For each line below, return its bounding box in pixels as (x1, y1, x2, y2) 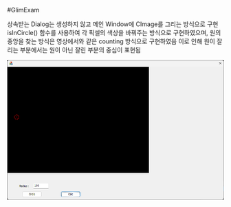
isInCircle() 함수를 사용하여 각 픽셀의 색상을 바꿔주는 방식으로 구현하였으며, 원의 (7, 29, 221, 36)
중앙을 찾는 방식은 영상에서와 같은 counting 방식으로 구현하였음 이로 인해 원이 (7, 37, 215, 45)
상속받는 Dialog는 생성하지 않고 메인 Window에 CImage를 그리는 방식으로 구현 (7, 20, 219, 28)
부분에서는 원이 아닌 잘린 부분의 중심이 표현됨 (19, 46, 141, 54)
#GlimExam (7, 6, 40, 14)
